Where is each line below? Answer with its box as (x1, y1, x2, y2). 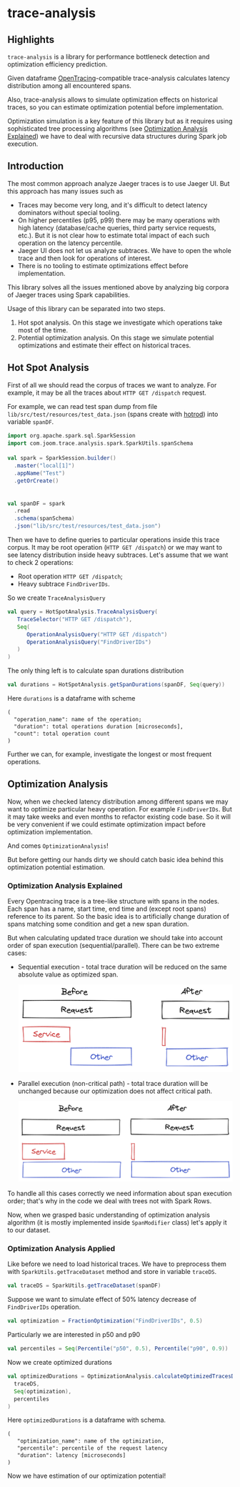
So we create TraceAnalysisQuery (7, 593, 106, 602)
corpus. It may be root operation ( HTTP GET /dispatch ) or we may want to (7, 543, 223, 551)
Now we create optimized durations (7, 1358, 112, 1366)
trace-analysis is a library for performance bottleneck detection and (7, 52, 210, 61)
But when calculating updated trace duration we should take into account (7, 934, 223, 942)
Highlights (7, 34, 55, 46)
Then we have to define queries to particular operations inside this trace (7, 535, 220, 544)
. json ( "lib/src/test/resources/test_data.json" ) (14, 523, 161, 530)
